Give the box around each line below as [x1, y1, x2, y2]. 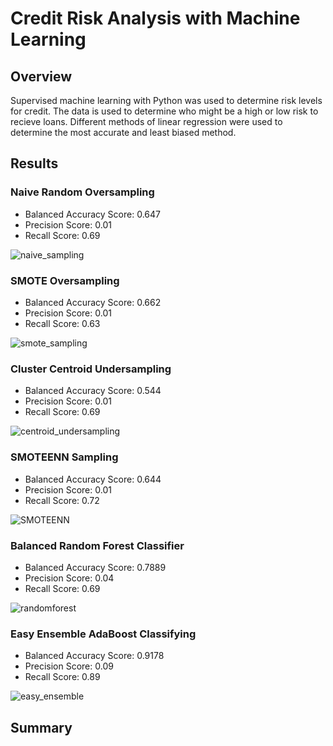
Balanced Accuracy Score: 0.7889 [24, 561, 167, 573]
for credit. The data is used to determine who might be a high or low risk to [10, 105, 319, 117]
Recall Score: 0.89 [24, 671, 101, 683]
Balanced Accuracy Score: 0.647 [24, 208, 161, 220]
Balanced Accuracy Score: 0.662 [24, 296, 162, 308]
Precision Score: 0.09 [24, 660, 114, 672]
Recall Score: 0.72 [24, 494, 100, 506]
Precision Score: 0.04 [24, 572, 115, 584]
